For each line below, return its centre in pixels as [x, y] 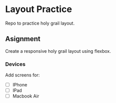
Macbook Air [26, 96]
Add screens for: [23, 75]
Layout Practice [39, 9]
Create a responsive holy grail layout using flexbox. [58, 51]
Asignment [23, 39]
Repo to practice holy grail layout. [40, 23]
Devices [16, 64]
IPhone [20, 85]
